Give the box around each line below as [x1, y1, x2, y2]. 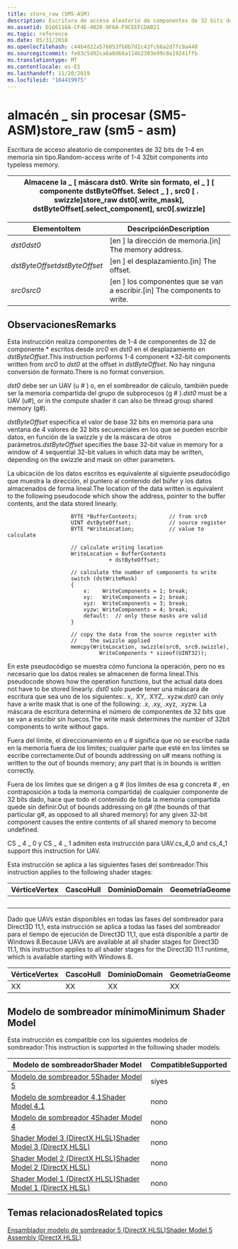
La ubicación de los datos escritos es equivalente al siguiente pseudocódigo [7, 469, 230, 478]
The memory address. [109, 245, 183, 255]
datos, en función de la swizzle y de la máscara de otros [7, 433, 172, 441]
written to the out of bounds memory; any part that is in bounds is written [7, 759, 221, 767]
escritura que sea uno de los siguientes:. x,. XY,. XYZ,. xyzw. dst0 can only [7, 693, 225, 701]
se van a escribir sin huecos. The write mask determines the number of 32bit [7, 715, 230, 724]
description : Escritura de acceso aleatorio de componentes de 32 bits [7, 17, 223, 24]
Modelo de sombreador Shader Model [13, 1060, 142, 1069]
